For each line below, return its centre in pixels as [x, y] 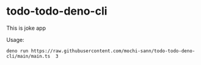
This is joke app [26, 28]
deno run [17, 51]
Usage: [15, 39]
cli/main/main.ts [28, 56]
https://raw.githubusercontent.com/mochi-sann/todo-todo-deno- [113, 51]
